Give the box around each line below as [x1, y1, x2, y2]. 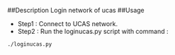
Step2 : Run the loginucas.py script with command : [17, 28, 169, 35]
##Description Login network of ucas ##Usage [7, 6, 145, 14]
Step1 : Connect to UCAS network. [17, 20, 118, 28]
